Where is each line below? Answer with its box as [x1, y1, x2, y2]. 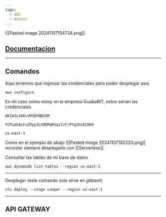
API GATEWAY [5, 205, 50, 214]
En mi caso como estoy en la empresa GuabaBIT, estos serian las [5, 99, 138, 104]
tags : [5, 7, 16, 12]
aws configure [5, 90, 35, 95]
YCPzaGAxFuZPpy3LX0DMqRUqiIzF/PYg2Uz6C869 [5, 122, 94, 127]
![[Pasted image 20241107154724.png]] [5, 30, 85, 36]
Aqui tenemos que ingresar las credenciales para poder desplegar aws [5, 80, 149, 86]
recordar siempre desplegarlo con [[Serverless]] [5, 145, 104, 150]
